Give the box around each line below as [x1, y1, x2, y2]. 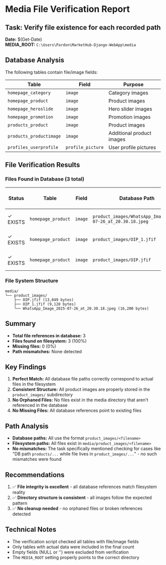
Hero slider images [108, 105, 152, 112]
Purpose [123, 81, 144, 88]
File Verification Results [5, 161, 80, 169]
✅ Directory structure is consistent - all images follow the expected [12, 495, 152, 501]
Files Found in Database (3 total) [5, 176, 85, 183]
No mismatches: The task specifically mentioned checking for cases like [12, 445, 161, 452]
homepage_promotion [7, 114, 53, 120]
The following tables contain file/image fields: [5, 69, 98, 75]
